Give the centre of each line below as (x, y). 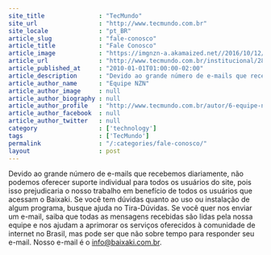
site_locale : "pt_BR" (70, 31)
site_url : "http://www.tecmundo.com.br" (108, 23)
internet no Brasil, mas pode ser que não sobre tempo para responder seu (131, 234)
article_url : (56, 61)
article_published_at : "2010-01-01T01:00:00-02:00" (106, 69)
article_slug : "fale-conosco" (83, 38)
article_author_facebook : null (65, 114)
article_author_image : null (65, 91)
